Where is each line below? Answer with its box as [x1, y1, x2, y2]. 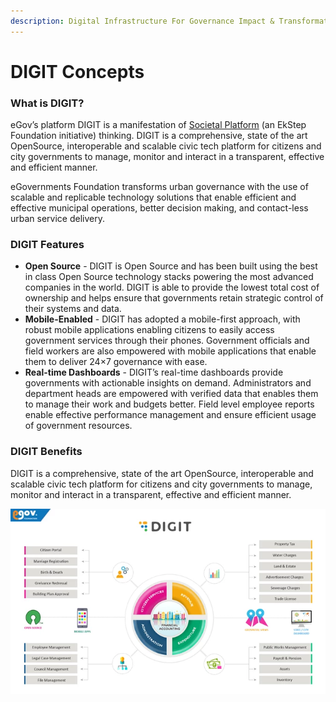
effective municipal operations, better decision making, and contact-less [10, 202, 309, 214]
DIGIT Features [10, 238, 85, 252]
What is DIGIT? [10, 96, 85, 110]
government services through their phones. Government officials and [24, 335, 310, 347]
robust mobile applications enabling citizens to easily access [24, 324, 275, 336]
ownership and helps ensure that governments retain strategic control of [24, 292, 324, 304]
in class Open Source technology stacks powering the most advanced [24, 271, 314, 283]
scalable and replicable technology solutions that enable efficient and [10, 191, 297, 204]
